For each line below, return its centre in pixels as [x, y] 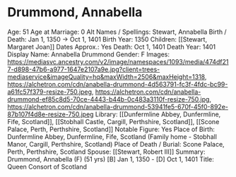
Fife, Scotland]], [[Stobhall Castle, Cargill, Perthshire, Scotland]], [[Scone [113, 121]
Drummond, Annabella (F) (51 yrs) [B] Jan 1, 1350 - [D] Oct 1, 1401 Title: [111, 159]
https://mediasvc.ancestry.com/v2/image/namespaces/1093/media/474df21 [118, 61]
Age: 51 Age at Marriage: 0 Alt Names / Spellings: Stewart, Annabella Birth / [117, 32]
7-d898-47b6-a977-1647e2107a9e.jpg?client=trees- [84, 69]
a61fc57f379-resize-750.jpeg [50, 92]
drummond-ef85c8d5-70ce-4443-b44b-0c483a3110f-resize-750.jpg [108, 99]
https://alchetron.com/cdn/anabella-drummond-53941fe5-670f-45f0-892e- [118, 106]
